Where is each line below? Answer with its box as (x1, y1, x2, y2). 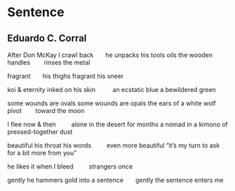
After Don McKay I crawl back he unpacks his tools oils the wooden (7, 51, 213, 59)
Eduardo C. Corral (7, 32, 87, 44)
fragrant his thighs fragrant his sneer (7, 72, 124, 80)
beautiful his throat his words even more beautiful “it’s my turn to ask (7, 141, 220, 150)
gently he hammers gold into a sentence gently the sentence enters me (7, 176, 224, 184)
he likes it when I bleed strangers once (7, 162, 133, 171)
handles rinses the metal (7, 58, 90, 67)
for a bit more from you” (7, 149, 77, 157)
